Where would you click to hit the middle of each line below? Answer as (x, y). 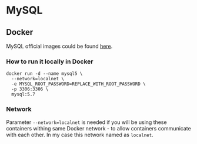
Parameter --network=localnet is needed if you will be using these (86, 122)
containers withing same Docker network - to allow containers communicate (98, 128)
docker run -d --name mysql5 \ (44, 74)
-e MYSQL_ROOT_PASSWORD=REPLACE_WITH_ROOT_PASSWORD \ (79, 84)
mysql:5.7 (23, 94)
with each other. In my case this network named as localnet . (80, 135)
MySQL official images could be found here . (59, 46)
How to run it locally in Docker (50, 61)
